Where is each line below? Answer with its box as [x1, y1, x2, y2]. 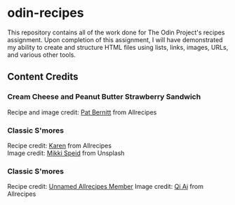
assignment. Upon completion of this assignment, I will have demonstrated [7, 35, 223, 44]
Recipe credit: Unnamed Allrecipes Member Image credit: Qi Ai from [7, 183, 203, 191]
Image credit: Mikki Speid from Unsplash [7, 149, 125, 157]
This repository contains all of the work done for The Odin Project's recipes [7, 28, 225, 37]
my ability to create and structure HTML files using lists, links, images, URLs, [7, 43, 229, 51]
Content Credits [7, 71, 79, 83]
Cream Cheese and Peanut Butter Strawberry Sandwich [7, 92, 201, 102]
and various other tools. [7, 51, 76, 59]
